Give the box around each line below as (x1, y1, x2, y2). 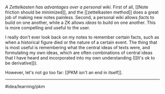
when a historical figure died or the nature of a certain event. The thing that (5, 39, 158, 45)
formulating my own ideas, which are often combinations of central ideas (5, 50, 153, 56)
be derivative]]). (5, 60, 38, 66)
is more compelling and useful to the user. (5, 25, 90, 31)
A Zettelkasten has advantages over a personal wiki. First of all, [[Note (5, 4, 149, 10)
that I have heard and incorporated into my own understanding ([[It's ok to (5, 55, 155, 60)
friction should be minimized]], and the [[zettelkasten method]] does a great (5, 9, 159, 15)
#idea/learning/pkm (5, 84, 45, 89)
